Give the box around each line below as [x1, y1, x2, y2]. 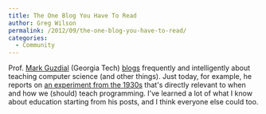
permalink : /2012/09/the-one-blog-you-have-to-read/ [8, 26, 187, 34]
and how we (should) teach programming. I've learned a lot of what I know [8, 88, 253, 98]
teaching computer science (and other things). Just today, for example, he [8, 72, 252, 81]
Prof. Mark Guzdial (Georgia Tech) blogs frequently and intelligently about [8, 63, 251, 73]
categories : [8, 33, 48, 42]
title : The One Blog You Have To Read [8, 11, 137, 20]
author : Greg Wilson [8, 19, 77, 27]
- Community [15, 41, 56, 49]
